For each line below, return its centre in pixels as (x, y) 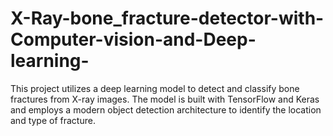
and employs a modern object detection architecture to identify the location (166, 109)
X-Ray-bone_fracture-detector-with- (167, 18)
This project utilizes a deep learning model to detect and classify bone (155, 88)
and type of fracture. (53, 120)
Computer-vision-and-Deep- (133, 39)
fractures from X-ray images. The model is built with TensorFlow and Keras (165, 99)
